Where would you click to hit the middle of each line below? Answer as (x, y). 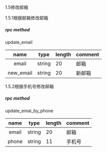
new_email (20, 73)
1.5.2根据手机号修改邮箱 (30, 86)
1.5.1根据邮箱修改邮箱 (27, 18)
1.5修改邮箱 (17, 7)
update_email (19, 42)
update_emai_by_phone (29, 111)
